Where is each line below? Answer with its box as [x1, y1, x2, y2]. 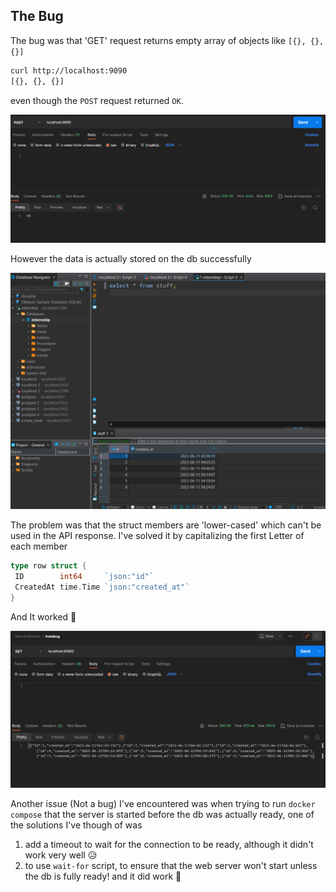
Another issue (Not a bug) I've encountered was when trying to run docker [10, 797, 316, 809]
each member [10, 540, 68, 553]
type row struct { [10, 561, 87, 571]
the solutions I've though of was [10, 819, 143, 831]
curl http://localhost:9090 [10, 65, 128, 76]
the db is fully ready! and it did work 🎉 [24, 870, 182, 882]
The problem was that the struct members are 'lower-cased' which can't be [10, 519, 322, 531]
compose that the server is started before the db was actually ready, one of [10, 808, 315, 820]
